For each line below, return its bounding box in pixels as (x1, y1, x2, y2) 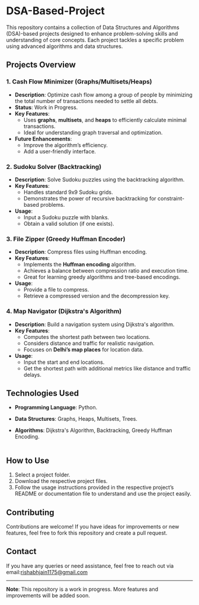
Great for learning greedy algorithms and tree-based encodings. (23, 274, 181, 281)
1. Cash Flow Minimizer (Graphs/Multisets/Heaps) (6, 78, 152, 86)
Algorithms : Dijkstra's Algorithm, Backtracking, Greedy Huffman (14, 427, 173, 434)
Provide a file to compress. (23, 286, 89, 293)
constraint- (158, 194, 185, 202)
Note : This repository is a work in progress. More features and (6, 585, 159, 593)
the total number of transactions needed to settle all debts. (14, 97, 158, 104)
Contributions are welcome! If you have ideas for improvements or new (6, 523, 179, 530)
